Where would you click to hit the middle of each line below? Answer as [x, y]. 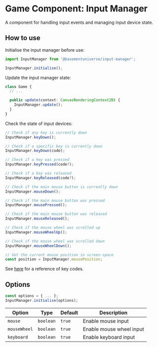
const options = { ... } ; [32, 296]
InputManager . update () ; [39, 105]
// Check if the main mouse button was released [56, 214]
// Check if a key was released [38, 173]
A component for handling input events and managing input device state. [79, 22]
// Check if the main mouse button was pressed [55, 201]
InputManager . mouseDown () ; [33, 192]
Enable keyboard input [109, 337]
